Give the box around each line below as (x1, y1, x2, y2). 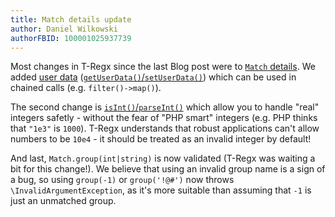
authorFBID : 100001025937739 (10, 33, 132, 43)
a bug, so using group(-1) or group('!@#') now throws (10, 174, 235, 186)
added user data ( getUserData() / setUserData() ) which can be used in (10, 71, 297, 83)
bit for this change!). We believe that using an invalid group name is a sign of (10, 163, 326, 175)
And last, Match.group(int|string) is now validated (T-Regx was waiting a (10, 152, 316, 165)
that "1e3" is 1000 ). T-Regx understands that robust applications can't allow (10, 122, 320, 135)
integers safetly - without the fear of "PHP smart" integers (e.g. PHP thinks (10, 112, 318, 124)
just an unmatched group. (10, 195, 117, 207)
